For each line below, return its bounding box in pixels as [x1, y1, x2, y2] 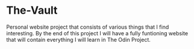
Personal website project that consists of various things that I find [6, 23, 169, 30]
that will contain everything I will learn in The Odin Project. [6, 36, 151, 43]
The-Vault [6, 4, 58, 17]
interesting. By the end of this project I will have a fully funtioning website [6, 29, 189, 36]
